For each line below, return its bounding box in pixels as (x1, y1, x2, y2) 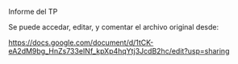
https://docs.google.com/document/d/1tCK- (8, 38, 154, 47)
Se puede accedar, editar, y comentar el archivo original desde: (8, 22, 219, 31)
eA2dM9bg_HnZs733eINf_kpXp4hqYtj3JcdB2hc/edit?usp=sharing (8, 46, 230, 55)
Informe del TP (8, 7, 58, 16)
